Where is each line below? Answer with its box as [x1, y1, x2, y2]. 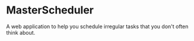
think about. [6, 29, 36, 36]
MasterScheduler [6, 4, 94, 17]
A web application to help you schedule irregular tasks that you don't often [6, 23, 189, 30]
